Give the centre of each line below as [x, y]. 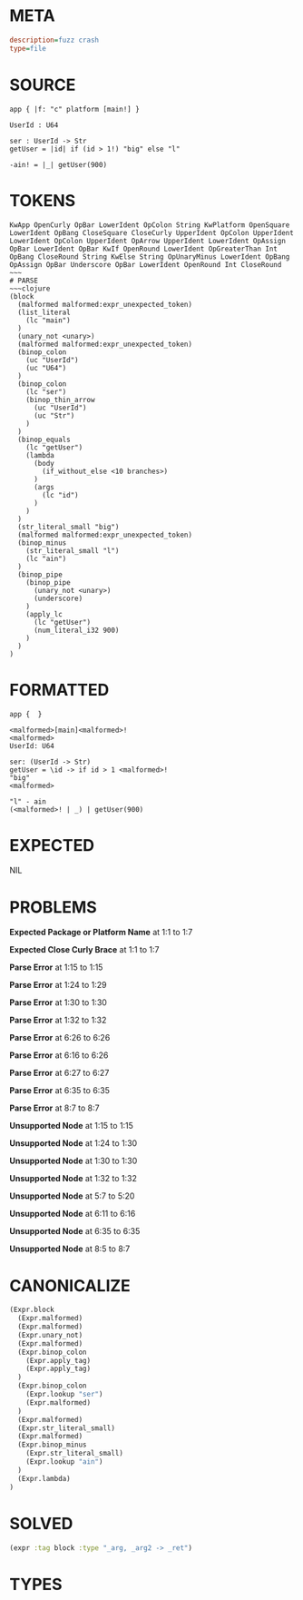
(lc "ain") [46, 558]
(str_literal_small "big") [68, 527]
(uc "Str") [54, 415]
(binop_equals [44, 440]
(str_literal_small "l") [73, 550]
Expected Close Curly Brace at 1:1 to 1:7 [84, 950]
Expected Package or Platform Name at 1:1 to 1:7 [101, 933]
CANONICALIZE [70, 1285]
